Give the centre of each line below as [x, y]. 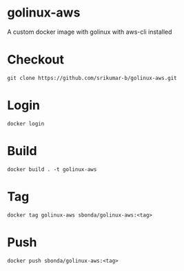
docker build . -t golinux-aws [52, 169]
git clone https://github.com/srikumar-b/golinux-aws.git [92, 78]
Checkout [35, 60]
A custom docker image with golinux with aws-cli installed [90, 32]
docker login [26, 123]
